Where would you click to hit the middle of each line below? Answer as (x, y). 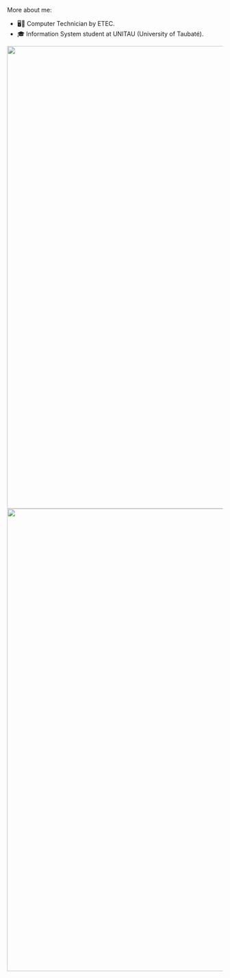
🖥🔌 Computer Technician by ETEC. (66, 24)
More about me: (30, 10)
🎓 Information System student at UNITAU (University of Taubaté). (110, 34)
